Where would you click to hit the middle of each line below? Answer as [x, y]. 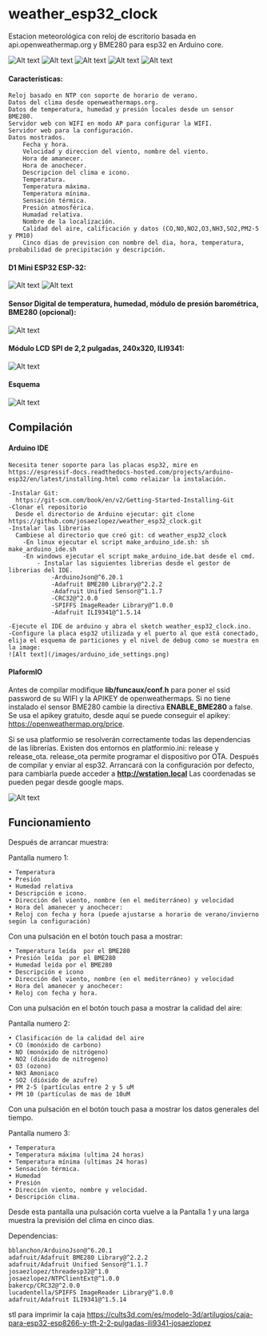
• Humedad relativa [41, 886]
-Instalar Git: [34, 493]
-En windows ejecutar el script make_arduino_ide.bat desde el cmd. [139, 556]
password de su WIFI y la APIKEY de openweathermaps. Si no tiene [120, 698]
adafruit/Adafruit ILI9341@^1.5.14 [68, 1299]
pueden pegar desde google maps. [66, 781]
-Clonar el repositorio [48, 507]
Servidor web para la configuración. [71, 131]
